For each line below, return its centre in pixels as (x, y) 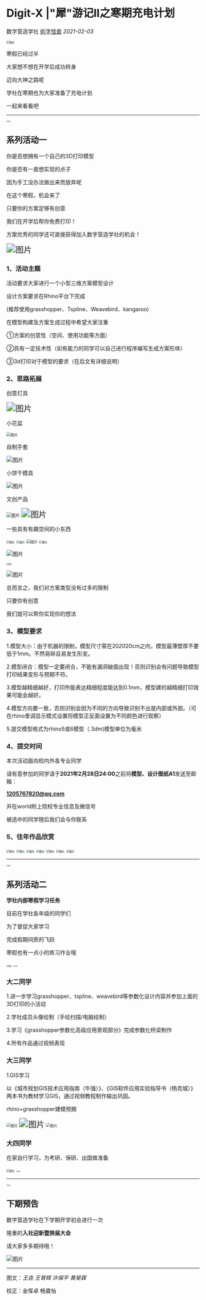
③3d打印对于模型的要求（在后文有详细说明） (64, 362)
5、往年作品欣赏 (30, 837)
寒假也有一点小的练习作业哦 (41, 953)
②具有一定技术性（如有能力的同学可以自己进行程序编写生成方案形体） (96, 349)
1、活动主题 (24, 268)
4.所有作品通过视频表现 (36, 1043)
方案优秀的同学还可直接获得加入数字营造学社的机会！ (74, 234)
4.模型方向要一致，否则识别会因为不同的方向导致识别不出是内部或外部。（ (99, 708)
